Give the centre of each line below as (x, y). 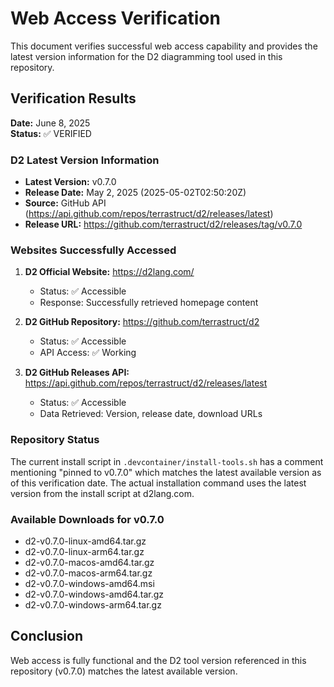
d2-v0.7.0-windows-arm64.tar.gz (93, 604)
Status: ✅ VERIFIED (51, 133)
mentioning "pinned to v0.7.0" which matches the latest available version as (166, 472)
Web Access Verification (115, 18)
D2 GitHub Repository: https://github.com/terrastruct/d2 (142, 322)
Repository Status (55, 440)
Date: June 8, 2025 (50, 123)
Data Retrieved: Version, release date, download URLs (151, 414)
